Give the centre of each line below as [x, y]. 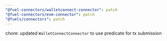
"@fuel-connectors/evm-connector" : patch [50, 14]
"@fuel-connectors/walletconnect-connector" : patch [61, 10]
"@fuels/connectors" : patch [35, 19]
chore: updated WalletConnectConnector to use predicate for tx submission [83, 33]
